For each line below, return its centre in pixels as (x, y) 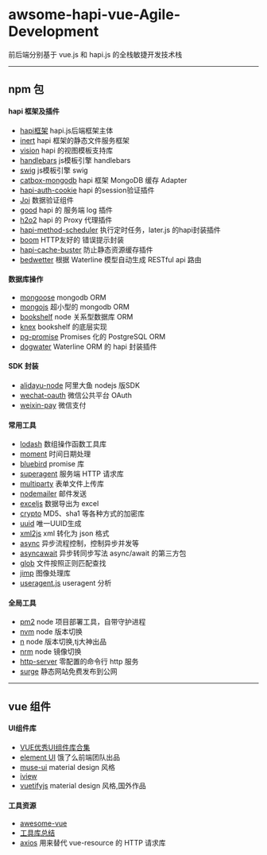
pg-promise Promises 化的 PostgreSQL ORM (93, 336)
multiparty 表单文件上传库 (62, 484)
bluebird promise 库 (52, 464)
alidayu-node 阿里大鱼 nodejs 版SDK (80, 385)
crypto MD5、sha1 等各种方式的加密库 (82, 513)
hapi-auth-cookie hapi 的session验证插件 (87, 190)
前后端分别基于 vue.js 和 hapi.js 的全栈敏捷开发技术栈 (95, 54)
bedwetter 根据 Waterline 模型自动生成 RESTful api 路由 (110, 259)
